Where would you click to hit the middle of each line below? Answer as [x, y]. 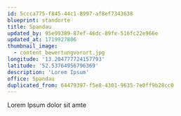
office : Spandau [31, 79]
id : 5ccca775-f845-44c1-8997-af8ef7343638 [70, 14]
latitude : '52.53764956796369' [53, 66]
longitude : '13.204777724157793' [56, 59]
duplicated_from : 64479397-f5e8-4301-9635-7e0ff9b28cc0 [90, 85]
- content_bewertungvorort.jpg [59, 53]
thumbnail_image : [33, 46]
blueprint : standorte [39, 20]
